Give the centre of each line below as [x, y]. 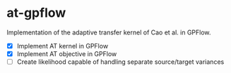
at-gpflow [36, 13]
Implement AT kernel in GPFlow [63, 46]
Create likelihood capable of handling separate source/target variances [120, 62]
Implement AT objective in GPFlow [67, 54]
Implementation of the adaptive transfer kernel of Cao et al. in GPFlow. [109, 32]
